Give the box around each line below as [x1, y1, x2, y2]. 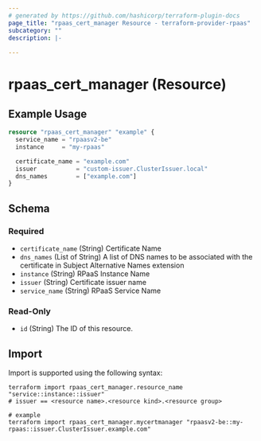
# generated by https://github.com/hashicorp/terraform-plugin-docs [8, 11, 240, 20]
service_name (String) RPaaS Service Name [19, 286, 162, 295]
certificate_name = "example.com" [15, 157, 130, 166]
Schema [8, 201, 50, 215]
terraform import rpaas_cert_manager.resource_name [8, 384, 183, 392]
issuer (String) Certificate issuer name [19, 277, 147, 287]
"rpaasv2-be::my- [185, 419, 244, 427]
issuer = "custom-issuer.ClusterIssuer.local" [15, 165, 208, 173]
